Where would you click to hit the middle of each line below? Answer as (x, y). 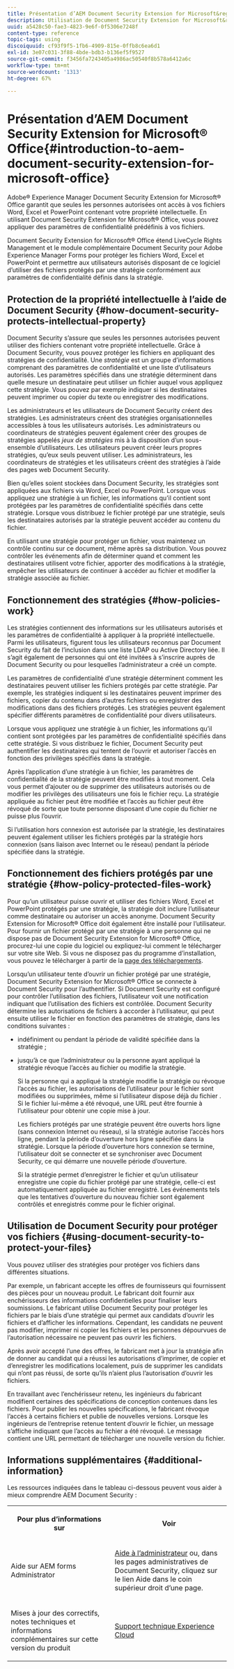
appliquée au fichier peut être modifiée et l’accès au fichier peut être (106, 801)
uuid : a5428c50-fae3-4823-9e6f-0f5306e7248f (73, 26)
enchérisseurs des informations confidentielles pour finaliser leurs (102, 1300)
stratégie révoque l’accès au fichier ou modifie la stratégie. (101, 1067)
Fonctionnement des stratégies (77, 600)
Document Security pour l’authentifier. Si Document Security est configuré (114, 989)
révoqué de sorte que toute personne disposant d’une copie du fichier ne (112, 808)
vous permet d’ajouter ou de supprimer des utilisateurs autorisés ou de (109, 786)
